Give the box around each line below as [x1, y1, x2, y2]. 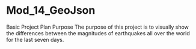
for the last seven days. [6, 36, 64, 43]
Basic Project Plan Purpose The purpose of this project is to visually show [6, 23, 189, 30]
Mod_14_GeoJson [6, 4, 96, 17]
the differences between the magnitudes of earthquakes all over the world [6, 29, 191, 36]
